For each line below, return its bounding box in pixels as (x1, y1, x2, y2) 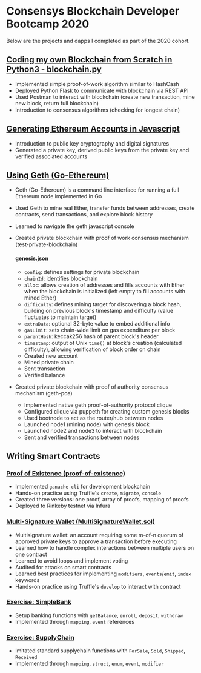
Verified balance (24, 371, 65, 378)
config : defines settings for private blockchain (24, 268, 140, 275)
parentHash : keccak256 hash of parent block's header (24, 332, 159, 340)
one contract (15, 551, 47, 558)
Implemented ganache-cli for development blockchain (15, 483, 151, 491)
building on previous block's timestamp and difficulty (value (24, 307, 174, 314)
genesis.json (15, 255, 49, 262)
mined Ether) (24, 294, 57, 301)
